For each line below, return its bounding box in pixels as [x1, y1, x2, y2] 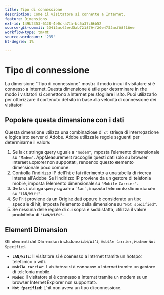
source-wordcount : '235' [5, 35, 56, 40]
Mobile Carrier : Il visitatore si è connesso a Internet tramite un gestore [12, 264, 156, 270]
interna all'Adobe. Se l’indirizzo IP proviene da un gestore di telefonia [12, 175, 151, 181]
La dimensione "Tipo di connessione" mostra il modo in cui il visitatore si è [5, 80, 155, 86]
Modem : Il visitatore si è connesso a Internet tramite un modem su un [12, 274, 148, 280]
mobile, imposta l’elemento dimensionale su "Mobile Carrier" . [12, 180, 138, 186]
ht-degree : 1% [5, 39, 34, 44]
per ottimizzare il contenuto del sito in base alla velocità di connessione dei [5, 96, 157, 102]
